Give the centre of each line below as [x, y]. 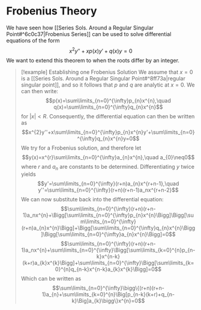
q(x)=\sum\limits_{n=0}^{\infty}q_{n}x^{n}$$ [108, 107]
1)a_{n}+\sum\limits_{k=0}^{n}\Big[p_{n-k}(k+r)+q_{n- [108, 294]
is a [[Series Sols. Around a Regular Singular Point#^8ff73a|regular [103, 78]
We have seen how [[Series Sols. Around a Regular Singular [80, 28]
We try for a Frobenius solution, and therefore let [81, 148]
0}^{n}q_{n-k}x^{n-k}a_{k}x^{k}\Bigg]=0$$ [108, 269]
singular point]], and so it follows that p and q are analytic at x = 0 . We [108, 85]
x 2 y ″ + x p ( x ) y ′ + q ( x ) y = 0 [101, 50]
